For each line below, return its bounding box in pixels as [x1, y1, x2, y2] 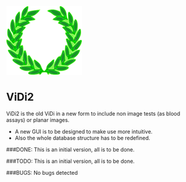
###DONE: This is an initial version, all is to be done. [6, 145, 135, 153]
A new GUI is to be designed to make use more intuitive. [14, 128, 153, 135]
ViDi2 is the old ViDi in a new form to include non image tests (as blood [6, 110, 181, 117]
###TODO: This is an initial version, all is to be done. [6, 157, 135, 165]
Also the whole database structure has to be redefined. [14, 134, 151, 141]
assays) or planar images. [6, 116, 70, 123]
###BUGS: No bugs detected [6, 169, 78, 176]
